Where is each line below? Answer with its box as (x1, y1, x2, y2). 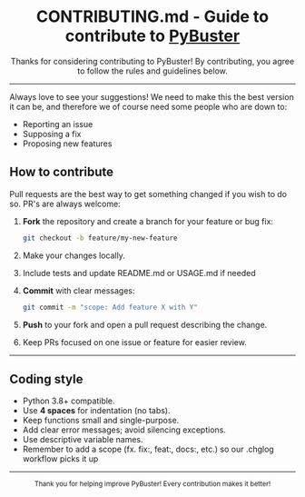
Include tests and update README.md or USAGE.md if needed (22, 267, 256, 278)
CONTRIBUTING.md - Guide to (35, 6, 270, 27)
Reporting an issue (22, 118, 93, 129)
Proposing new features (22, 138, 113, 149)
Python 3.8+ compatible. (22, 395, 115, 406)
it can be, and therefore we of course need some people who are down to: (9, 101, 288, 112)
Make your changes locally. (22, 250, 125, 261)
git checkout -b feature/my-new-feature (22, 234, 178, 243)
